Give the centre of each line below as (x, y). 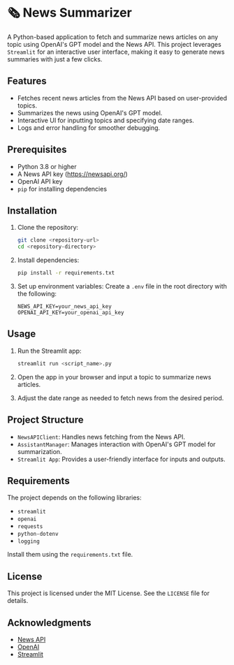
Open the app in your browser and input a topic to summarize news (114, 377)
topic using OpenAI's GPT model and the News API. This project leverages (114, 44)
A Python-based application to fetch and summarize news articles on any (113, 37)
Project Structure (45, 420)
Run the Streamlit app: (49, 351)
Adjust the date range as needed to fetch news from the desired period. (120, 397)
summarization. (39, 451)
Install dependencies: (48, 260)
